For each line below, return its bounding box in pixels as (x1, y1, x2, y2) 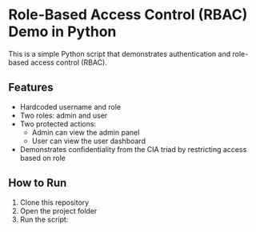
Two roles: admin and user (19, 110, 108, 120)
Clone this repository (19, 198, 90, 207)
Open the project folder (19, 206, 98, 215)
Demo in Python (8, 22, 117, 41)
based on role (19, 153, 66, 162)
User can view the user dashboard (31, 136, 146, 146)
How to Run (8, 176, 67, 190)
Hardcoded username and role (19, 102, 122, 111)
